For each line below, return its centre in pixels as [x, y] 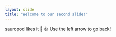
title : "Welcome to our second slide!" [47, 14]
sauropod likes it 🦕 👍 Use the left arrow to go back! [58, 29]
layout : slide [20, 10]
